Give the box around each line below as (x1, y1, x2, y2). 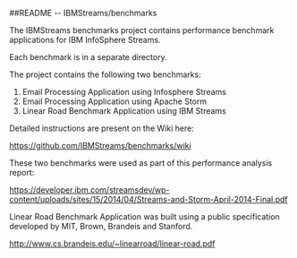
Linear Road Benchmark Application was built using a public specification (9, 211, 280, 222)
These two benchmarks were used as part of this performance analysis (9, 158, 273, 168)
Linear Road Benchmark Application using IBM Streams (21, 106, 226, 116)
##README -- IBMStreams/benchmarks (9, 8, 157, 18)
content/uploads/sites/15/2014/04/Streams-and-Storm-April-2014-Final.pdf (9, 194, 288, 204)
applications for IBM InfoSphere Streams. (9, 35, 161, 45)
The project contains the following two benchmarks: (9, 69, 201, 80)
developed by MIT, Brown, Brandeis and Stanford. (9, 221, 193, 231)
